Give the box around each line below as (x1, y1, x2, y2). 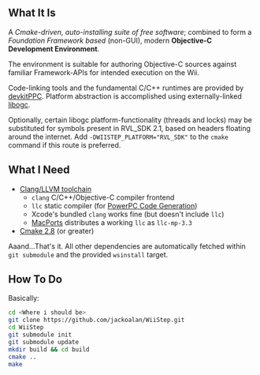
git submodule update (8, 338, 80, 346)
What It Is (8, 6, 57, 20)
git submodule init (8, 331, 72, 339)
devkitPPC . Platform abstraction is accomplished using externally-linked (8, 91, 243, 101)
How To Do (8, 272, 63, 287)
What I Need (8, 163, 70, 177)
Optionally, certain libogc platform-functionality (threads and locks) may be (8, 114, 253, 125)
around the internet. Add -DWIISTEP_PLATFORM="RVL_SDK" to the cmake (8, 132, 228, 141)
